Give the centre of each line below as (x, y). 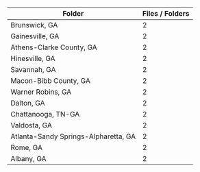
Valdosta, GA (32, 125)
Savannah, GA (33, 70)
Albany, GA (28, 159)
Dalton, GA (28, 103)
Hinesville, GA (33, 59)
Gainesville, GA (35, 36)
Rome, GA (27, 148)
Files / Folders (166, 13)
